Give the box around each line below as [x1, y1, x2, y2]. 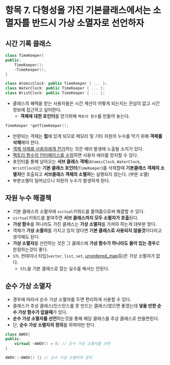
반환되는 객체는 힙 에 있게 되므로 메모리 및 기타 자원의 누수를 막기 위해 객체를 [12, 133, 163, 139]
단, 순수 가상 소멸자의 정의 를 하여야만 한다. [12, 321, 96, 328]
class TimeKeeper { [5, 53, 44, 58]
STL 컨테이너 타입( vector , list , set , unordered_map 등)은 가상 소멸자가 [12, 253, 155, 259]
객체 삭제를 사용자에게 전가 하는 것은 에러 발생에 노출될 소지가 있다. [12, 145, 144, 151]
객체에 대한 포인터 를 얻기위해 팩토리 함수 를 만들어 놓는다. [20, 113, 130, 119]
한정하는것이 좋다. [12, 246, 48, 252]
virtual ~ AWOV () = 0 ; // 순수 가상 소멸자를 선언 [14, 341, 110, 346]
